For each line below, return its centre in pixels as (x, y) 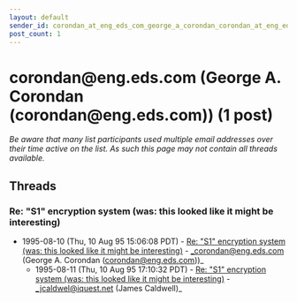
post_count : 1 (35, 34)
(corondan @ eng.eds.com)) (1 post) (141, 115)
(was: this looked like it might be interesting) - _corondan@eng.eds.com (153, 251)
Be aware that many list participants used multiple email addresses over (141, 140)
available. (27, 158)
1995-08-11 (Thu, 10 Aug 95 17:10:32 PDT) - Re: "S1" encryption (151, 269)
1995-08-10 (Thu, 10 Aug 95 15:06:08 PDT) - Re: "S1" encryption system (153, 241)
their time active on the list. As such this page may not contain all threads (144, 149)
